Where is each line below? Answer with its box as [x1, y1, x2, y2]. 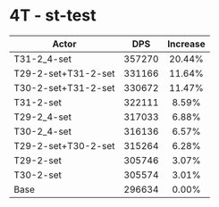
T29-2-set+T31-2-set [13, 67, 115, 79]
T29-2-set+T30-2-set [13, 139, 115, 152]
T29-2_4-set [13, 111, 72, 123]
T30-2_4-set [13, 125, 72, 137]
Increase [167, 37, 206, 50]
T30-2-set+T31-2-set [13, 81, 115, 94]
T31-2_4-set [13, 53, 72, 65]
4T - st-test [9, 5, 97, 26]
